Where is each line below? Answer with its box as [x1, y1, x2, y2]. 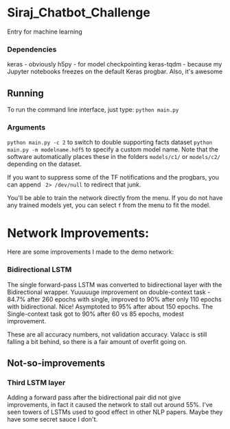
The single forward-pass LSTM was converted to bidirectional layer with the [7, 280, 222, 289]
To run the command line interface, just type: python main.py [7, 106, 179, 114]
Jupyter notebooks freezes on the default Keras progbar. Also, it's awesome [7, 67, 223, 76]
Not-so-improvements [7, 357, 105, 369]
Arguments [7, 122, 46, 132]
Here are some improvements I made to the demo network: [7, 248, 174, 256]
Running [7, 87, 45, 99]
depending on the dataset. [7, 160, 82, 169]
